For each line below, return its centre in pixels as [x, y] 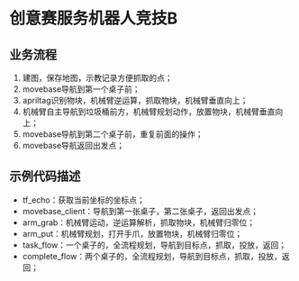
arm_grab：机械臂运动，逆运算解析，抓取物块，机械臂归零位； [139, 222]
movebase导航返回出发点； [73, 145]
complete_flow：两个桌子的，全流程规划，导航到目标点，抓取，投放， [152, 256]
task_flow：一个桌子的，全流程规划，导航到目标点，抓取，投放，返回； [154, 245]
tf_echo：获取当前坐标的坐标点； [84, 200]
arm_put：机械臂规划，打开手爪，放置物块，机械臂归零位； [132, 233]
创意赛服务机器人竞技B [94, 18]
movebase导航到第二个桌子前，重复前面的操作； [113, 134]
